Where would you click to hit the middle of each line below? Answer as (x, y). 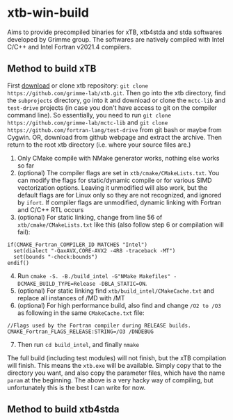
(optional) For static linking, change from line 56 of (90, 217)
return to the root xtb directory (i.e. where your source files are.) (99, 145)
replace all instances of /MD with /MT (71, 298)
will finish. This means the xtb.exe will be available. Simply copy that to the (114, 365)
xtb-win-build (48, 13)
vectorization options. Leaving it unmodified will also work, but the (112, 187)
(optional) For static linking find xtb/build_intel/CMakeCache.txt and (115, 291)
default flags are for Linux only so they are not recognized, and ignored (119, 195)
